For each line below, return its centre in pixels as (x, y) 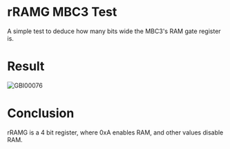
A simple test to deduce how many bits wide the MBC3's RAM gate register (114, 31)
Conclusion (41, 113)
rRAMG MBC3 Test (62, 12)
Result (26, 67)
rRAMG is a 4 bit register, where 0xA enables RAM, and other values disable (115, 132)
